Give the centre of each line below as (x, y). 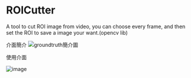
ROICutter (31, 10)
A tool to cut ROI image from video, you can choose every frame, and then (96, 26)
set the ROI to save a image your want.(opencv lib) (67, 32)
